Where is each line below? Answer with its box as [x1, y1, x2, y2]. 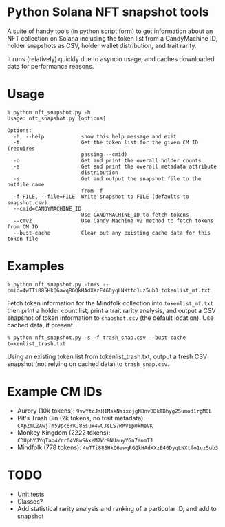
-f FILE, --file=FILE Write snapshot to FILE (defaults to [13, 193, 189, 200]
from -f [81, 187, 103, 194]
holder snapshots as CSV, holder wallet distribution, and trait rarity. [7, 41, 197, 50]
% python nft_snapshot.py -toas [7, 281, 100, 288]
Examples [7, 259, 65, 274]
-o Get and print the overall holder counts [13, 157, 202, 164]
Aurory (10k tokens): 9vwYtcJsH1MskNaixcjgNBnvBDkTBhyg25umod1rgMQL [17, 407, 212, 415]
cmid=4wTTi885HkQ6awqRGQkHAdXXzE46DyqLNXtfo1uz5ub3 [7, 287, 158, 294]
